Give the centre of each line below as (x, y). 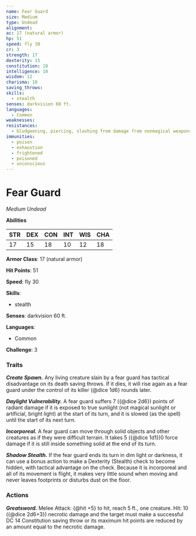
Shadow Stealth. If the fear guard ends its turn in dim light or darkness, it (94, 455)
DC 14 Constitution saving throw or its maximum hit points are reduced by (94, 520)
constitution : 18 (27, 66)
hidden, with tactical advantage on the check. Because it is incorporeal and (97, 468)
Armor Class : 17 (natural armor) (44, 259)
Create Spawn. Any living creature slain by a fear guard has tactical (87, 377)
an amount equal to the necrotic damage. (55, 527)
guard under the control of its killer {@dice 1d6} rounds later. (79, 390)
